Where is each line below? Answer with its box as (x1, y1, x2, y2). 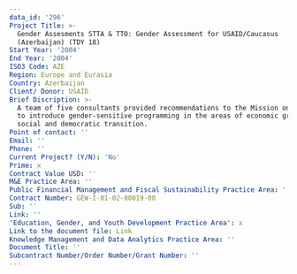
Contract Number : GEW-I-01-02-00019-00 (9, 194, 156, 203)
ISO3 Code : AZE (9, 63, 65, 72)
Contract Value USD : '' (9, 169, 97, 178)
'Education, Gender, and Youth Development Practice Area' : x (9, 218, 243, 227)
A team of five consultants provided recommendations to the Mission (17, 103, 278, 112)
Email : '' (9, 136, 46, 145)
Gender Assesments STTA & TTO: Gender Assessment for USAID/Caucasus (17, 29, 278, 38)
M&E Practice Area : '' (9, 178, 93, 186)
